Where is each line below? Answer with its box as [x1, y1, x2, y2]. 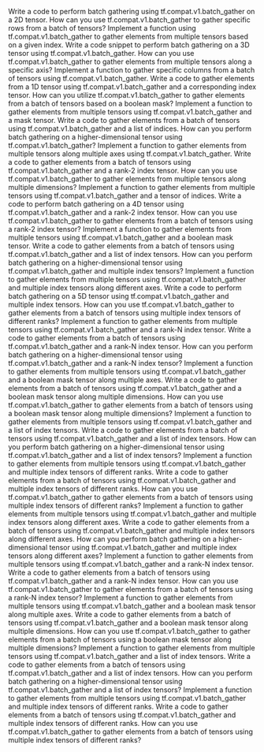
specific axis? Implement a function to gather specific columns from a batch [8, 65, 255, 74]
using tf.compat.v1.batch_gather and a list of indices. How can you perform [8, 124, 252, 133]
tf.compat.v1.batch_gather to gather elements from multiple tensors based [8, 32, 249, 41]
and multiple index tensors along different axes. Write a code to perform [8, 283, 242, 292]
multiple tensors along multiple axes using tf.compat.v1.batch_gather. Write [8, 149, 251, 158]
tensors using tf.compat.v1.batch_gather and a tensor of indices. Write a [8, 191, 242, 200]
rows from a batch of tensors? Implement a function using [8, 24, 197, 32]
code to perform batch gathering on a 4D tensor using [8, 199, 184, 208]
